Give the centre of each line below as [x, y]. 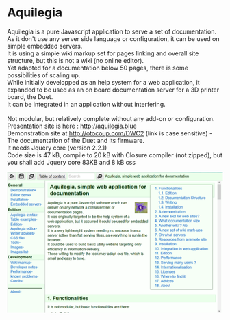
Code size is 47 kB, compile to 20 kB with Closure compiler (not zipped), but [115, 155]
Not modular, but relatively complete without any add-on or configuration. [111, 118]
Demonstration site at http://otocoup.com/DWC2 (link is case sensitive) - [110, 133]
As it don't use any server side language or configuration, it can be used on [113, 38]
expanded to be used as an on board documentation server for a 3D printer [113, 90]
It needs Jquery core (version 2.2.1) [57, 148]
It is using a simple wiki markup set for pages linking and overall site [103, 53]
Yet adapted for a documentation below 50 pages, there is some [98, 68]
